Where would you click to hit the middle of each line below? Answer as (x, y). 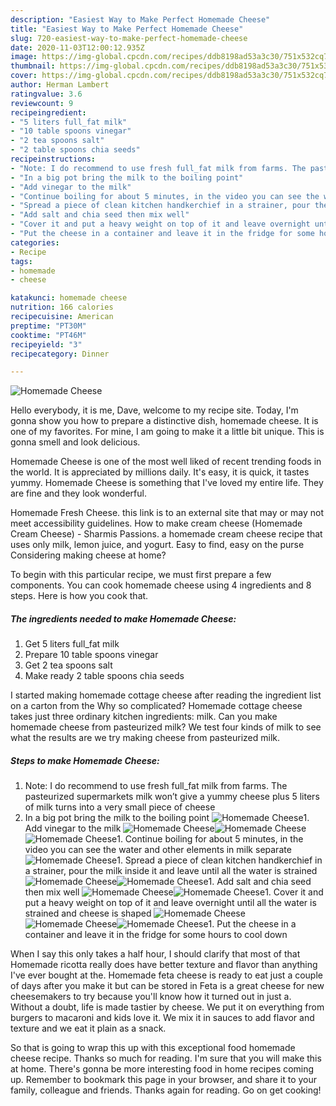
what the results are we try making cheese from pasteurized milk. (145, 738)
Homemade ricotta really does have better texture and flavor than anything (164, 965)
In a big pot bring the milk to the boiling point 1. (167, 818)
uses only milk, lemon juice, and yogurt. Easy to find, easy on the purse (157, 545)
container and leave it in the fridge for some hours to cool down (156, 935)
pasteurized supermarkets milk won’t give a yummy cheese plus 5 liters (172, 797)
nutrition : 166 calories (62, 307)
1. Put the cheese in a (252, 924)
